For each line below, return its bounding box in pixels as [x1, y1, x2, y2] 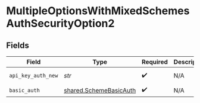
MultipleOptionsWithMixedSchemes [6, 4, 190, 18]
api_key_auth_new [9, 72, 58, 79]
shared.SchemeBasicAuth [63, 86, 136, 94]
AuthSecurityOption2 [6, 17, 115, 30]
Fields [6, 40, 30, 50]
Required [142, 58, 168, 66]
